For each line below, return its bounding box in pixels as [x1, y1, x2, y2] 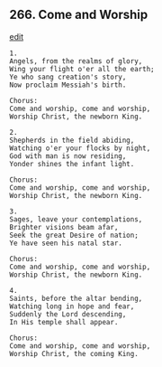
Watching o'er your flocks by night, [9, 144, 151, 153]
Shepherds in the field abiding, [9, 136, 135, 145]
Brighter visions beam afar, [9, 222, 119, 231]
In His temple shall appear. [9, 317, 119, 326]
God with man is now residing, [9, 151, 127, 161]
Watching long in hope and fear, [9, 302, 135, 311]
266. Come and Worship [9, 7, 148, 23]
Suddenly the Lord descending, [9, 309, 127, 319]
